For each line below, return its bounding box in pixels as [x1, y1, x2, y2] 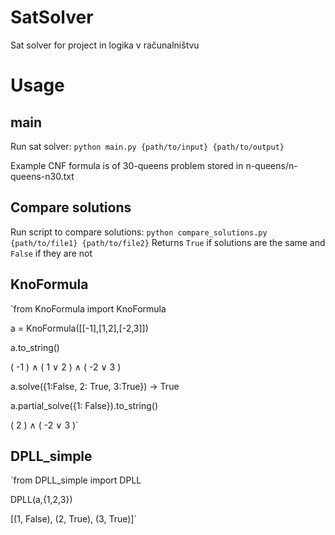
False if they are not [10, 247, 93, 259]
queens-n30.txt [10, 170, 75, 182]
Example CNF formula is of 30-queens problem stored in [10, 159, 244, 171]
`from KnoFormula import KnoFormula [10, 302, 167, 315]
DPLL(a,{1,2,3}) [10, 494, 73, 506]
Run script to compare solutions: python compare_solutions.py [10, 226, 268, 238]
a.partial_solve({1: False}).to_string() [10, 399, 159, 411]
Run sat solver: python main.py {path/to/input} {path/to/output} [10, 140, 285, 152]
